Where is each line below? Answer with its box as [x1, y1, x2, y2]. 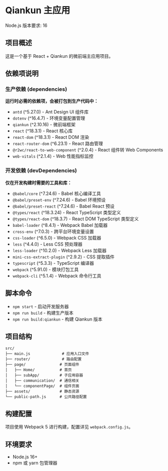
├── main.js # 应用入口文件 [5, 351, 90, 357]
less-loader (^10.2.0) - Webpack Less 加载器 [12, 247, 107, 253]
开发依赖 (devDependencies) [5, 167, 77, 174]
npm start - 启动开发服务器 [12, 303, 69, 309]
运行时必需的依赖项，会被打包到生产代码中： [5, 98, 99, 104]
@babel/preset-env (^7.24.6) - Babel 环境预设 [12, 197, 106, 203]
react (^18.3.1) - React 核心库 [12, 128, 73, 134]
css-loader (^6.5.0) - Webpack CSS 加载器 [12, 234, 102, 241]
